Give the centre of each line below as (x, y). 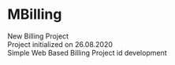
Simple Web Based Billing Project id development (87, 52)
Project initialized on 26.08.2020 (60, 44)
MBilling (35, 14)
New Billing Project (38, 36)
